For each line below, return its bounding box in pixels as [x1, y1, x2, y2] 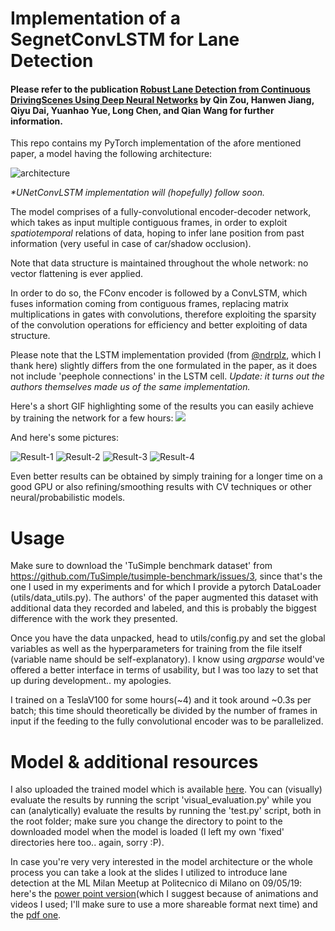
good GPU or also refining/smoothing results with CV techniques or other [10, 481, 312, 493]
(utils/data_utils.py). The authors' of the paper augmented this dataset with [10, 592, 319, 604]
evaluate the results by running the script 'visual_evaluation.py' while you [10, 794, 312, 806]
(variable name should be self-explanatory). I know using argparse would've [10, 653, 325, 666]
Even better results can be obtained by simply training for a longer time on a [10, 470, 323, 482]
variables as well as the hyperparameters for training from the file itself [10, 643, 303, 655]
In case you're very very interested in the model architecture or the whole [10, 856, 313, 868]
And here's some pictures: [10, 432, 119, 444]
